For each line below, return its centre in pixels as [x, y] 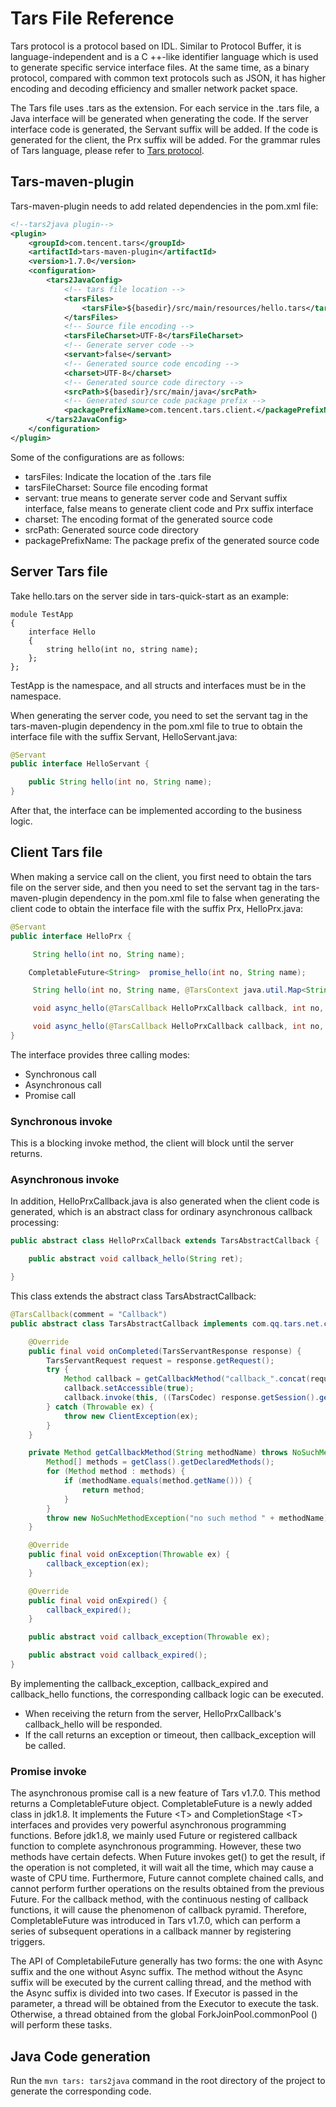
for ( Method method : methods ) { [116, 1472]
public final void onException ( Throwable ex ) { [129, 1555]
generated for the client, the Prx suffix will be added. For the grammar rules [165, 139]
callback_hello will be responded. [93, 1724]
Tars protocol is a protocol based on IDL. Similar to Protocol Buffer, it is [156, 46]
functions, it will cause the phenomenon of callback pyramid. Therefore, [158, 1910]
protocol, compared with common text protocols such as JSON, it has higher [168, 78]
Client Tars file [56, 852]
